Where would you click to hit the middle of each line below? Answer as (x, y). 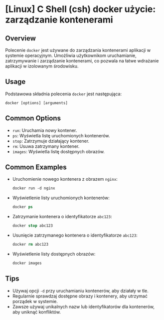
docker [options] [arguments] (37, 103)
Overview (21, 38)
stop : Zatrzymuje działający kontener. (51, 141)
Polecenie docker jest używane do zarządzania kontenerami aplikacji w (78, 50)
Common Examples (36, 167)
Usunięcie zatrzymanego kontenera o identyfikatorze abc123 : (75, 235)
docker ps (23, 207)
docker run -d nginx (34, 188)
